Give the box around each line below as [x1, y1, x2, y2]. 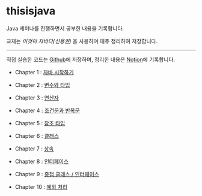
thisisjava [6, 4, 56, 18]
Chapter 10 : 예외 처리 [14, 183, 68, 190]
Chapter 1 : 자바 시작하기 [14, 68, 74, 76]
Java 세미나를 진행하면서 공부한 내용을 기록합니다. [6, 25, 124, 32]
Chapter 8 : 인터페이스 [14, 158, 69, 165]
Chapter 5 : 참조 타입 [14, 119, 66, 126]
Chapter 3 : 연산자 [14, 94, 59, 101]
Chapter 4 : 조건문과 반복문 [14, 107, 80, 114]
